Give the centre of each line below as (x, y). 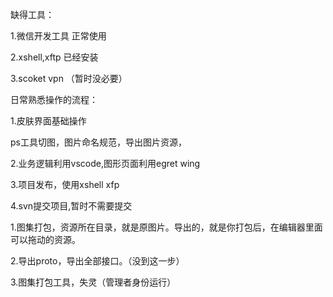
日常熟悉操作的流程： (54, 99)
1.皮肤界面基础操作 (48, 121)
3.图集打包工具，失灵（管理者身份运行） (93, 282)
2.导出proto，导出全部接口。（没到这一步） (97, 261)
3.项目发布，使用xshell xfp (65, 184)
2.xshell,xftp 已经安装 (54, 57)
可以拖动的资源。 (45, 239)
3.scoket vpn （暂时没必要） (69, 78)
